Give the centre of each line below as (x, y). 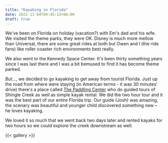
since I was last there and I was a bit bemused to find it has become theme (82, 64)
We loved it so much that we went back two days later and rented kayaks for (84, 121)
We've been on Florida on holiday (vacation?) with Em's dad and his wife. (80, 33)
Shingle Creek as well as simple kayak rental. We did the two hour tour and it (84, 95)
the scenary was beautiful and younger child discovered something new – (81, 106)
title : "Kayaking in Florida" (37, 10)
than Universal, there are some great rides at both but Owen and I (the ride (82, 44)
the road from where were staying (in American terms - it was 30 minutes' (81, 84)
